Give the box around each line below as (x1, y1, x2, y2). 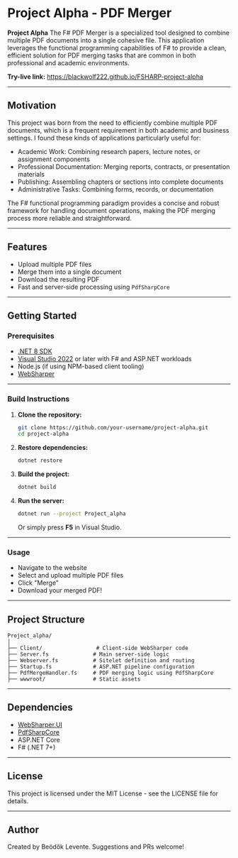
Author (7, 824, 39, 836)
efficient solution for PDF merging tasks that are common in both (7, 51, 196, 60)
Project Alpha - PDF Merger (7, 5, 172, 21)
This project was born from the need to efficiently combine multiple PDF (7, 119, 218, 127)
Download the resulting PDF (17, 275, 100, 283)
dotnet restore (17, 457, 63, 464)
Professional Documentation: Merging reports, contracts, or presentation (17, 162, 230, 171)
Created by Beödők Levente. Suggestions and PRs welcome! (7, 842, 184, 851)
